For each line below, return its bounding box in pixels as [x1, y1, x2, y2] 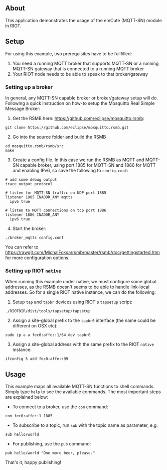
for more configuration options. [5, 255, 70, 261]
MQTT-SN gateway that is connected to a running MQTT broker [12, 65, 144, 72]
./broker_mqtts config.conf [5, 235, 64, 240]
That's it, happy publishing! [5, 459, 62, 465]
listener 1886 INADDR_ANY [5, 212, 59, 217]
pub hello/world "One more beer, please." [5, 450, 95, 456]
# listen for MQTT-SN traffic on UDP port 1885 [5, 190, 107, 195]
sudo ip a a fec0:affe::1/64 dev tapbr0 [5, 332, 91, 338]
